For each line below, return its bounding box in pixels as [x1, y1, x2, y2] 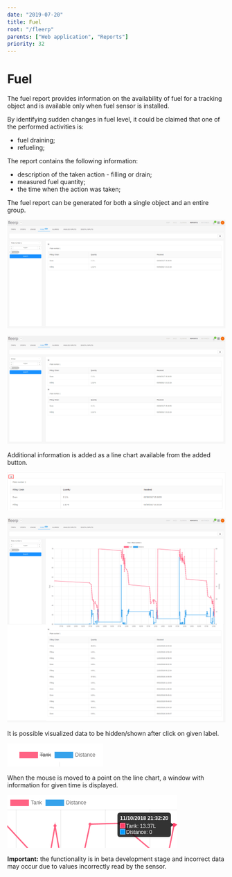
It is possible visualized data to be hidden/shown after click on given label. [7, 729, 220, 737]
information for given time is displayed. [7, 780, 118, 789]
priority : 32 [7, 40, 45, 48]
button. [7, 459, 28, 467]
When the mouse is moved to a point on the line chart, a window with [7, 773, 204, 782]
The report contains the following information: [7, 157, 139, 165]
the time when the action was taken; [17, 185, 121, 194]
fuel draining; [17, 136, 55, 145]
